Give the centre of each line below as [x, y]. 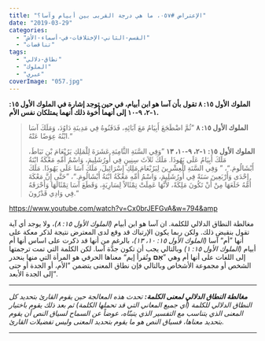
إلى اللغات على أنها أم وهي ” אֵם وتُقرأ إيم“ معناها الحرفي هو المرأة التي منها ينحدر [127, 257]
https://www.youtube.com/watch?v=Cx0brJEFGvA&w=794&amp [114, 208]
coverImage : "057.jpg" [46, 81]
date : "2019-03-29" [41, 23]
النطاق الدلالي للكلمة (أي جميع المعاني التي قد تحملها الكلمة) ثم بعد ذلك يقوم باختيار [131, 305]
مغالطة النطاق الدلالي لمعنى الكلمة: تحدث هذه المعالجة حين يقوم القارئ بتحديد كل [129, 296]
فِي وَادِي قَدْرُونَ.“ [53, 193]
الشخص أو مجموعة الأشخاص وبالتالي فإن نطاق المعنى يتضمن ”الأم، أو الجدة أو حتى [130, 265]
